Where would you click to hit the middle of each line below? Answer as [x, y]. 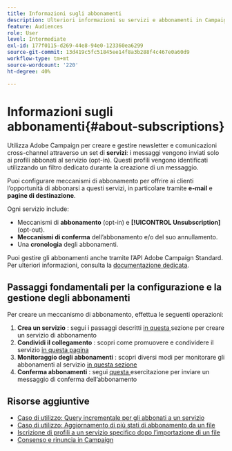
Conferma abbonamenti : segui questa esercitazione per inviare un [113, 372]
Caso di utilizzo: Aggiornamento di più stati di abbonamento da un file [116, 425]
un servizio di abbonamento [57, 335]
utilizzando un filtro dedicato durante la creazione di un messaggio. [103, 167]
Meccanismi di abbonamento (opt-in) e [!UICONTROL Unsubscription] [119, 223]
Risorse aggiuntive [48, 401]
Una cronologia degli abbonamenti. [68, 245]
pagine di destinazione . [41, 196]
